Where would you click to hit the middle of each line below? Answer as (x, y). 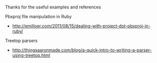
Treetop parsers (21, 41)
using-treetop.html (31, 55)
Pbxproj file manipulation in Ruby (38, 16)
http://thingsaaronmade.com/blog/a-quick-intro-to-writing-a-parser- (82, 50)
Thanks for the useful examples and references (53, 7)
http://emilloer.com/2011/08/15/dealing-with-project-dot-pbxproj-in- (81, 26)
